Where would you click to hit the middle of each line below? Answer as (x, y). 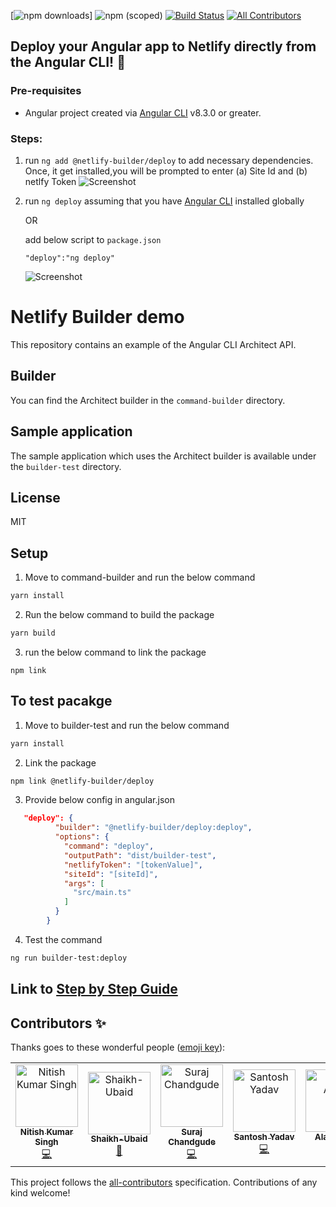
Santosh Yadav (264, 1137)
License (35, 497)
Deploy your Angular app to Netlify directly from (163, 46)
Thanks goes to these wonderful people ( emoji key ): (118, 1047)
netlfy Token (50, 181)
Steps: (26, 138)
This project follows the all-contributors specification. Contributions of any (164, 1182)
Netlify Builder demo (97, 317)
